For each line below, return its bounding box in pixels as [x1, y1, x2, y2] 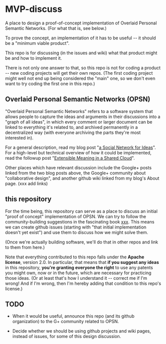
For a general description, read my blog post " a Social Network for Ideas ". [5, 144, 156, 150]
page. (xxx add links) [5, 180, 48, 186]
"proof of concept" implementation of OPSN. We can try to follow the [5, 213, 146, 220]
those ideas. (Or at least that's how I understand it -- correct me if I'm [5, 275, 148, 281]
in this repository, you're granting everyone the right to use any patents [5, 264, 153, 270]
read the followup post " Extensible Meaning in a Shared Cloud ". [5, 155, 135, 161]
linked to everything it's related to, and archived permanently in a [5, 124, 138, 130]
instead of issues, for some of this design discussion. [12, 334, 121, 340]
